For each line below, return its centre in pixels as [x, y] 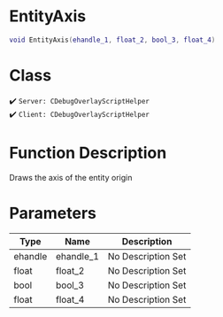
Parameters [53, 213]
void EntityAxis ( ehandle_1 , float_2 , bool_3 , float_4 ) [112, 40]
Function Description [88, 153]
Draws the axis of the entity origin [71, 177]
